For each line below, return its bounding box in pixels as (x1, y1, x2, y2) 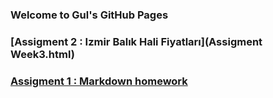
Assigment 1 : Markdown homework (10, 74, 188, 88)
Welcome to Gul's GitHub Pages (10, 8, 169, 22)
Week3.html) (10, 47, 75, 61)
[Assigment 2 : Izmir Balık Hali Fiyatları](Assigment (10, 34, 263, 48)
